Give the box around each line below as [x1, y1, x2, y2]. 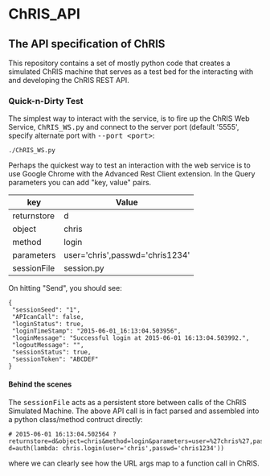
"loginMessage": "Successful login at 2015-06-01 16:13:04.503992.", [11, 334, 250, 342]
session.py [63, 263, 104, 274]
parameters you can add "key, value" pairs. [8, 178, 152, 188]
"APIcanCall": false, [11, 313, 84, 321]
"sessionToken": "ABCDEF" [11, 355, 99, 363]
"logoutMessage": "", [11, 341, 84, 350]
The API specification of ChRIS [8, 37, 166, 51]
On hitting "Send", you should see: [8, 284, 122, 293]
